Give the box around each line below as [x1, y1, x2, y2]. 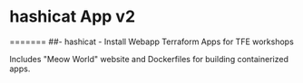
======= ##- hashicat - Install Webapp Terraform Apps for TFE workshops [9, 36, 295, 47]
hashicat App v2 [9, 6, 136, 27]
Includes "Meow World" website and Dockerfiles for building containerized [9, 53, 288, 64]
